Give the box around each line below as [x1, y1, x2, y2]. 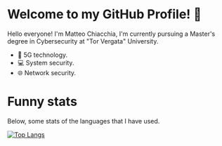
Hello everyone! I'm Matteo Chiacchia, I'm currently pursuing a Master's [7, 29, 216, 38]
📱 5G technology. [17, 51, 68, 59]
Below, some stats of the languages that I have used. [7, 117, 160, 125]
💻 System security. [17, 58, 74, 67]
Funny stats [7, 94, 77, 109]
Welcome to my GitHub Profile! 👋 [7, 6, 202, 22]
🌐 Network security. [17, 68, 76, 77]
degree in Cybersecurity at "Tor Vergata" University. [7, 36, 159, 45]
